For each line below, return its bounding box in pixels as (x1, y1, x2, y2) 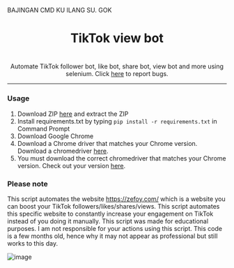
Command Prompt (17, 124, 70, 133)
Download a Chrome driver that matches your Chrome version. (17, 139, 198, 147)
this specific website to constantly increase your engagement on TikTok (7, 209, 214, 218)
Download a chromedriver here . (17, 147, 109, 155)
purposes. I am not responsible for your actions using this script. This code (7, 224, 223, 232)
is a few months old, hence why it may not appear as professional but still (7, 232, 218, 240)
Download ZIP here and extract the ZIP (17, 110, 129, 118)
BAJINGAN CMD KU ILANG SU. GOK (7, 6, 112, 14)
